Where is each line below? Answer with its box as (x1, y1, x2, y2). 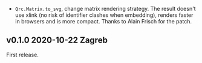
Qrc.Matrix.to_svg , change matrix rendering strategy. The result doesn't (15, 5, 196, 12)
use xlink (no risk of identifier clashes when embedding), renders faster (15, 11, 194, 19)
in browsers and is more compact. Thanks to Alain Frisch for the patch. (15, 18, 192, 25)
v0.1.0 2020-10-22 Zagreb (6, 35, 108, 46)
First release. (6, 51, 39, 58)
